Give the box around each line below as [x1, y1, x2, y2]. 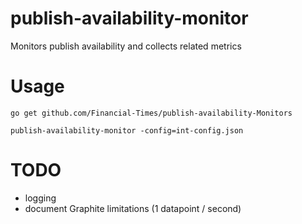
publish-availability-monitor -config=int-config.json [10, 125, 244, 136]
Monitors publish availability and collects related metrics [10, 40, 242, 52]
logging [24, 192, 57, 204]
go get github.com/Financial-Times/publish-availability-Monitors [10, 108, 293, 118]
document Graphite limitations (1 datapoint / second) [24, 202, 242, 214]
